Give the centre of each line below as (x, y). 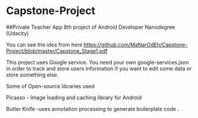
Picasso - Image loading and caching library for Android (74, 97)
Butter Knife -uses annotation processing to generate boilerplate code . (93, 109)
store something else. (32, 75)
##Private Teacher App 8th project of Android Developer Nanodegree (91, 27)
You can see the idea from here (44, 45)
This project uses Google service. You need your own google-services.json (98, 62)
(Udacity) (18, 33)
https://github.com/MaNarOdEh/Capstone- (136, 45)
